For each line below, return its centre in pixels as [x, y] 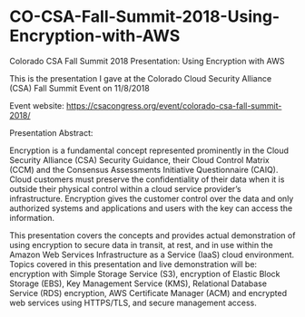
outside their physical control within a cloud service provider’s [126, 188]
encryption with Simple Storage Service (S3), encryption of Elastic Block [145, 274]
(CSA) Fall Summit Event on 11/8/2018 [79, 88]
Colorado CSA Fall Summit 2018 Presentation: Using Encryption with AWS [147, 61]
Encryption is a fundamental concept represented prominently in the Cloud [149, 150]
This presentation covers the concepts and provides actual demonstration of [152, 235]
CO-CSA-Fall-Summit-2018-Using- [145, 17]
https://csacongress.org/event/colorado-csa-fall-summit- [174, 105]
